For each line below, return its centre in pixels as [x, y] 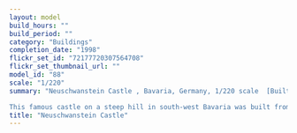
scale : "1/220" [37, 83]
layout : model [35, 17]
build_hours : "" [39, 26]
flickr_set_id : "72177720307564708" [76, 58]
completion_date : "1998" [55, 50]
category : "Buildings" [51, 42]
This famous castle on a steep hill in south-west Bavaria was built [140, 107]
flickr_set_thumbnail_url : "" [65, 67]
